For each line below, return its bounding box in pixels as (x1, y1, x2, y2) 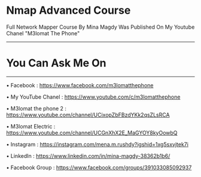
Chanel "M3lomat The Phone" (6, 29, 80, 36)
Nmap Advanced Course (6, 4, 131, 17)
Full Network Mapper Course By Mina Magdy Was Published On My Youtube (6, 23, 195, 30)
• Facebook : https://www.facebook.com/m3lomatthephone (6, 81, 154, 89)
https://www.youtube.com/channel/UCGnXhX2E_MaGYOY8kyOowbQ (6, 129, 178, 136)
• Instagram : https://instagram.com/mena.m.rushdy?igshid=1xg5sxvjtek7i (6, 141, 188, 148)
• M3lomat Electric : (6, 123, 56, 130)
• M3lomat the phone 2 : (6, 105, 67, 112)
